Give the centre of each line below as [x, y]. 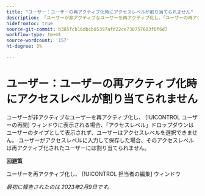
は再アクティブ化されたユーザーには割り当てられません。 [78, 148]
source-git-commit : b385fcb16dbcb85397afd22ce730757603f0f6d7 [87, 29]
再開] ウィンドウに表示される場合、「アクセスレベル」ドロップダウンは [105, 125]
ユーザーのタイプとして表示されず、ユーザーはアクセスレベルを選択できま [99, 132]
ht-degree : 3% [24, 47]
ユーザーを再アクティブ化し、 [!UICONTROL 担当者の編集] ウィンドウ [94, 174]
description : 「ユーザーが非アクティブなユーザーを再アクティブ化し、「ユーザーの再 [100, 18]
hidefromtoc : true [30, 23]
